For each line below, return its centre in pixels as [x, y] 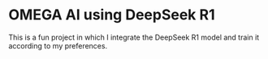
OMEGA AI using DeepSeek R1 [112, 15]
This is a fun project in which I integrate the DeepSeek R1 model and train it [134, 37]
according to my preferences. [58, 45]
